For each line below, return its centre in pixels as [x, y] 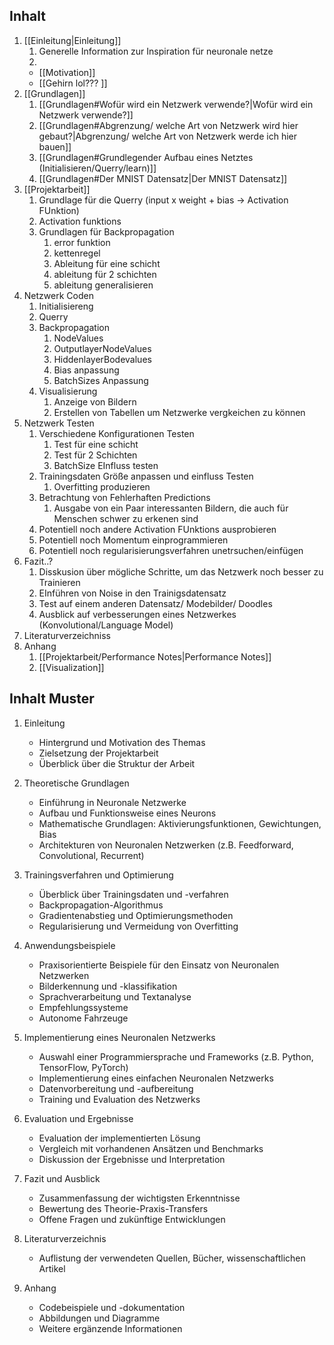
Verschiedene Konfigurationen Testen [116, 433]
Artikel [52, 1268]
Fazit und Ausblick [62, 1178]
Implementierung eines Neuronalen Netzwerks [119, 1037]
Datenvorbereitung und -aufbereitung [116, 1088]
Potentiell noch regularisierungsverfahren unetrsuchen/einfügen [171, 550]
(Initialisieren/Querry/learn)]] [97, 168]
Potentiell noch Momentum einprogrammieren [133, 540]
